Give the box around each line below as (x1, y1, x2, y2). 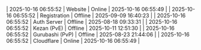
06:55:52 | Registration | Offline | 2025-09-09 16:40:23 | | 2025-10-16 (13, 12, 186, 19)
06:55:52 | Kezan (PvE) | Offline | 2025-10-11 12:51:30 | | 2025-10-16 (6, 24, 175, 32)
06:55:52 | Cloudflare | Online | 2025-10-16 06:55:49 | (6, 37, 140, 44)
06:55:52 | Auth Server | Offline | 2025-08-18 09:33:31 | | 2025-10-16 (6, 18, 178, 25)
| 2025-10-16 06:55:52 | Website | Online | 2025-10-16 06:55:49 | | (6, 6, 171, 12)
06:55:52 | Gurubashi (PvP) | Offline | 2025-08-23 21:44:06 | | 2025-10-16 (6, 31, 190, 38)
